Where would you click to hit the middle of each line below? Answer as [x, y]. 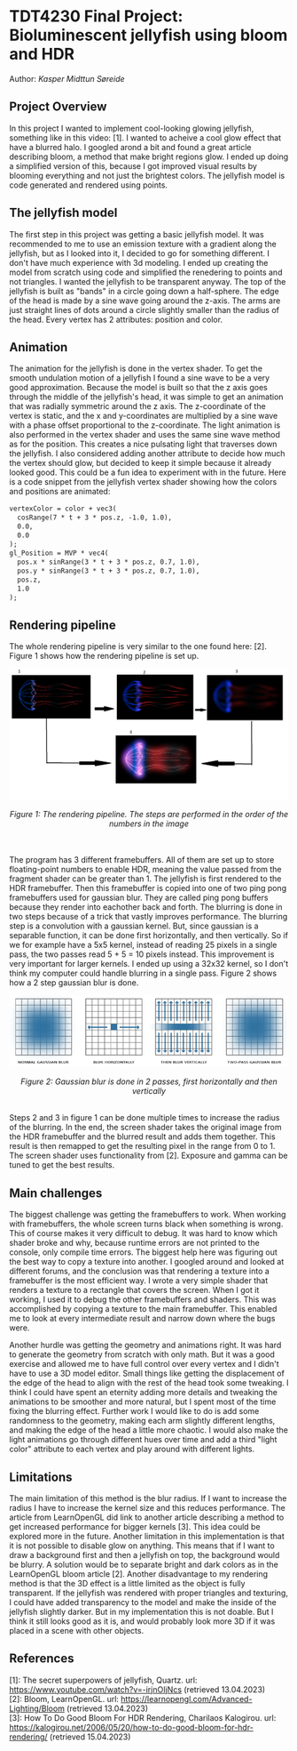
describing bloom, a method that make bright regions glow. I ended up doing [149, 157]
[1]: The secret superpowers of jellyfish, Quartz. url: [103, 1680]
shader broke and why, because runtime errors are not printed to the [134, 1243]
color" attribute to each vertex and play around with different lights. [132, 1449]
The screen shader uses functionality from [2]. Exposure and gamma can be [148, 1156]
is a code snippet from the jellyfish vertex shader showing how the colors [143, 482]
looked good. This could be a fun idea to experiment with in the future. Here [148, 472]
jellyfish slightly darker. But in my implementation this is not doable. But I [141, 1611]
